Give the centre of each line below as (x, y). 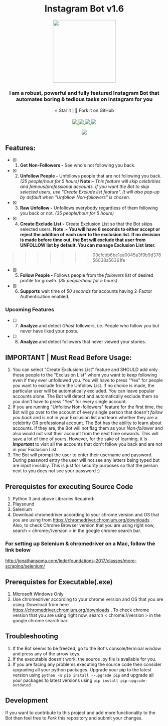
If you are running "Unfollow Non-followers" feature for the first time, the (88, 407)
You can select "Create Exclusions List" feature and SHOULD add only (85, 370)
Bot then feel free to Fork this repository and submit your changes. (74, 718)
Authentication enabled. (45, 297)
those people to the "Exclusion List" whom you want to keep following (85, 375)
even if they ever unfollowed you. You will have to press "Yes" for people (88, 380)
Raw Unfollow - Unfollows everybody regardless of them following (89, 208)
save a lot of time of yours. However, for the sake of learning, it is (80, 439)
